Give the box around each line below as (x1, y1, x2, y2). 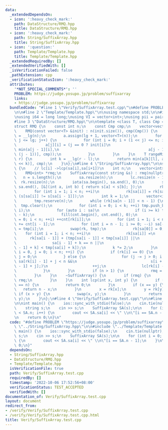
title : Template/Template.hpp (14, 54, 77, 59)
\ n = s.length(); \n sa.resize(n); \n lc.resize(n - (14, 175, 160, 180)
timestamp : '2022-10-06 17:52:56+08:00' (9, 380, 95, 385)
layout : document (5, 399, 41, 404)
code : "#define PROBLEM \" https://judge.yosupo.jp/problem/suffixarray (9, 319, 162, 325)
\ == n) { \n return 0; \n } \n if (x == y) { (14, 282, 162, 287)
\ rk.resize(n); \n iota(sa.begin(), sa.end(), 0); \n (14, 180, 144, 185)
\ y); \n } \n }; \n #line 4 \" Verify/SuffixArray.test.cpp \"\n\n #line (14, 296, 162, 301)
